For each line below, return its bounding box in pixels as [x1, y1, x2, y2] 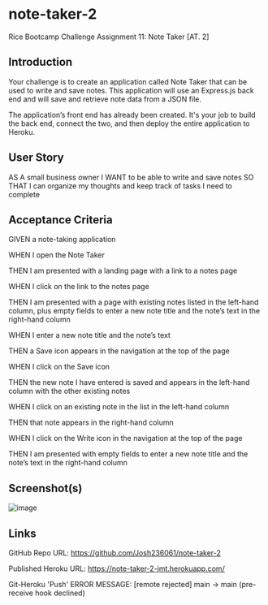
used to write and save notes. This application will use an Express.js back [8, 85, 254, 95]
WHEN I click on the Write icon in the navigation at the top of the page [8, 434, 243, 443]
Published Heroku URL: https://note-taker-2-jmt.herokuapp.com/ [8, 564, 225, 573]
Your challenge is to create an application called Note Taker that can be [8, 76, 248, 86]
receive [8, 588, 34, 598]
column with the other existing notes [8, 387, 131, 396]
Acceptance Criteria [8, 213, 113, 227]
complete [8, 189, 41, 199]
